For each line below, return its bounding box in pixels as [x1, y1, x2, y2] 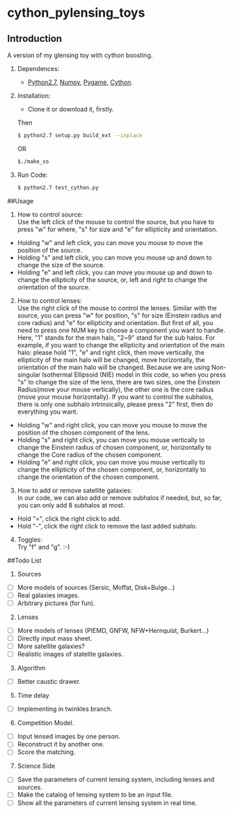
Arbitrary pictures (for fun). [17, 599, 95, 607]
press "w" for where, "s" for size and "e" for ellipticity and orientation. [17, 225, 218, 233]
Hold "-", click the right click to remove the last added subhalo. [17, 522, 198, 530]
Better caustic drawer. [17, 678, 81, 686]
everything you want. [17, 407, 79, 416]
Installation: [17, 92, 51, 100]
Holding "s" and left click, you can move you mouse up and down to [17, 253, 212, 262]
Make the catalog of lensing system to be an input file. [17, 790, 173, 799]
